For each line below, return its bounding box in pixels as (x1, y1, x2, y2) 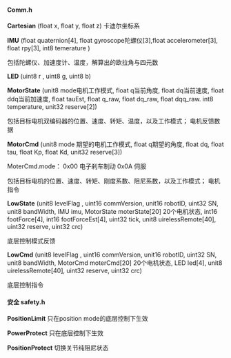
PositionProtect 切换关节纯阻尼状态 (7, 344, 109, 352)
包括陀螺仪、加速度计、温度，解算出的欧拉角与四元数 (7, 59, 159, 67)
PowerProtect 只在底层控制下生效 (7, 329, 103, 337)
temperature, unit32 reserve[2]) (7, 103, 98, 111)
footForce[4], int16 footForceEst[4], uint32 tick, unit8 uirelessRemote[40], (7, 215, 217, 223)
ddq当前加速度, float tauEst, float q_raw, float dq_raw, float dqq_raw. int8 (7, 95, 214, 103)
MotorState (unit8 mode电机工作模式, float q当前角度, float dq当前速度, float (7, 86, 224, 95)
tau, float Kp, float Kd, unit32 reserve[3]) (7, 148, 123, 157)
